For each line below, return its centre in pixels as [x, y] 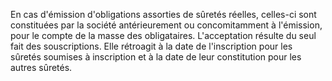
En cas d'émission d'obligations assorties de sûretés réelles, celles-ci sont [163, 14]
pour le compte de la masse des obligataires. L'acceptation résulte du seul [163, 35]
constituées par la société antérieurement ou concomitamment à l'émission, [166, 25]
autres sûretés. [41, 67]
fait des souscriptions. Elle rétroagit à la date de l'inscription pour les [151, 46]
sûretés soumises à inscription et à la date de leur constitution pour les [156, 57]
